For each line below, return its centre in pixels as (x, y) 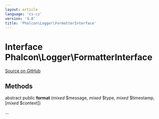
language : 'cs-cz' (24, 14)
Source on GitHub (23, 71)
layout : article (21, 9)
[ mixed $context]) (23, 103)
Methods (19, 86)
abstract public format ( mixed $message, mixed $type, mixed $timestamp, (80, 98)
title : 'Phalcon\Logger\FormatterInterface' (51, 23)
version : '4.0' (20, 18)
